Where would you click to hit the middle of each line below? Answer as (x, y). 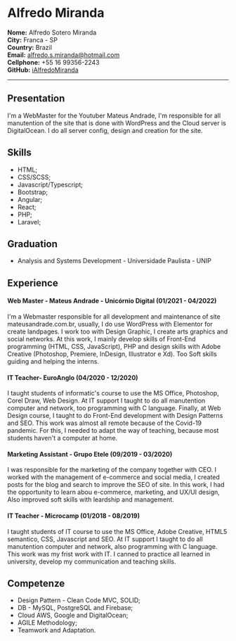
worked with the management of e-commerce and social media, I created (113, 477)
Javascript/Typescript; (50, 184)
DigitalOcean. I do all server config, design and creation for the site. (105, 130)
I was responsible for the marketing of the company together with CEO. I (112, 470)
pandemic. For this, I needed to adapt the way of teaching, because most (113, 431)
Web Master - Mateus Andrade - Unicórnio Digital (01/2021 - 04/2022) (112, 301)
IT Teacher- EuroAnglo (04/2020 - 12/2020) (73, 377)
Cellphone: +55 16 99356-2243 (53, 62)
